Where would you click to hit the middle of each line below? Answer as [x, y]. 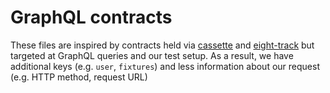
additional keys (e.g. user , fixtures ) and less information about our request [165, 66]
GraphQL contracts [91, 17]
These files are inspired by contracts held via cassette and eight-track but [162, 45]
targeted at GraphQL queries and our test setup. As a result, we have [152, 55]
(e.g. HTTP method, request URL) [79, 77]
